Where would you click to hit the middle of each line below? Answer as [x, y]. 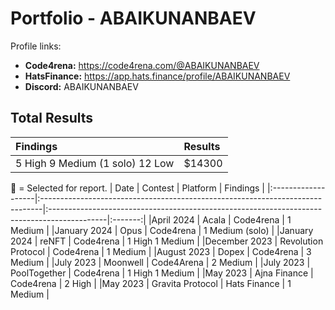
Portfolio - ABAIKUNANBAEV [133, 18]
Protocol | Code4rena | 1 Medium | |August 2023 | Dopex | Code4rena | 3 [161, 251]
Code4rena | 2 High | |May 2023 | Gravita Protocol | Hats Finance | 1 [151, 283]
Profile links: [36, 46]
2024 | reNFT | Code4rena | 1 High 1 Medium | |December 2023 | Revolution [167, 241]
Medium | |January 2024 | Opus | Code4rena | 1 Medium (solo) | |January [162, 230]
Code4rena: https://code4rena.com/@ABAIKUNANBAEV [142, 65]
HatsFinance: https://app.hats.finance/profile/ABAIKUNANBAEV [157, 76]
